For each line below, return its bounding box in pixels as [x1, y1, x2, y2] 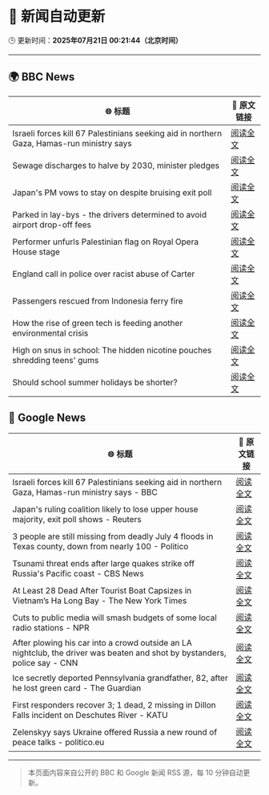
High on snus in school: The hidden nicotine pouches [12, 344, 212, 356]
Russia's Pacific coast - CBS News [12, 568, 144, 579]
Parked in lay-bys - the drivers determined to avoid [12, 209, 207, 220]
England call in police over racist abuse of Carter [12, 268, 195, 279]
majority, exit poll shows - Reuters [12, 513, 142, 524]
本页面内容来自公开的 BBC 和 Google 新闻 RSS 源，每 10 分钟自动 [27, 768, 243, 777]
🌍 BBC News [8, 70, 75, 84]
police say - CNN [12, 657, 78, 668]
